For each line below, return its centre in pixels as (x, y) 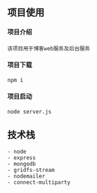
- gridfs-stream (31, 170)
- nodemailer (26, 176)
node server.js (30, 112)
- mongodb (22, 164)
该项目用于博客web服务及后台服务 (48, 48)
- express (22, 158)
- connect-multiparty (39, 182)
